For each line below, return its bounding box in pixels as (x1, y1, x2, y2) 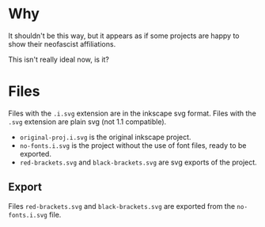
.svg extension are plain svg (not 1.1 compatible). (8, 116, 167, 127)
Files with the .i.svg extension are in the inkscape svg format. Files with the (8, 108, 257, 118)
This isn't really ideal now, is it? (8, 55, 109, 64)
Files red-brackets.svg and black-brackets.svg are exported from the (8, 201, 236, 210)
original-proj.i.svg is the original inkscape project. (19, 132, 191, 142)
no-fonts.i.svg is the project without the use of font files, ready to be (19, 140, 247, 150)
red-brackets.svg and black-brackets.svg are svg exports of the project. (19, 157, 257, 167)
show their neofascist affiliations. (8, 39, 116, 48)
